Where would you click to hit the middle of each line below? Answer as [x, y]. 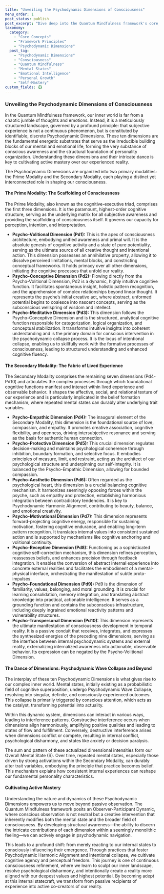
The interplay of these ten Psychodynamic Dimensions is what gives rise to [81, 679]
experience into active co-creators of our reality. [54, 886]
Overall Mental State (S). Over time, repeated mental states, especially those [82, 756]
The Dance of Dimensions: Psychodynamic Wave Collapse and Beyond [79, 668]
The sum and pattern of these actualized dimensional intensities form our [79, 750]
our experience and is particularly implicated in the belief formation [72, 397]
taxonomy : [15, 28]
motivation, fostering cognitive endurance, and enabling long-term [79, 527]
